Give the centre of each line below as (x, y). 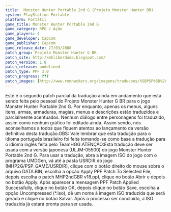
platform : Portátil (26, 19)
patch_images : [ (22, 81)
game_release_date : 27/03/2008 (38, 48)
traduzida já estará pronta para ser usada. (49, 204)
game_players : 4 (22, 34)
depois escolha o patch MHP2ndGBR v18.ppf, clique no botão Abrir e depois (85, 177)
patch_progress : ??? (27, 76)
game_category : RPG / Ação (34, 29)
